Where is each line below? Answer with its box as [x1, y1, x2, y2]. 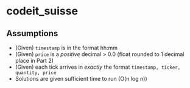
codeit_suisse [6, 4, 78, 18]
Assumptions [6, 28, 58, 39]
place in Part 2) [15, 57, 54, 64]
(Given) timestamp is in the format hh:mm [15, 44, 118, 51]
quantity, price [15, 70, 57, 76]
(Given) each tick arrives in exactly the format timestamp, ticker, [15, 63, 181, 71]
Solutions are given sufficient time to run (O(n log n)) [15, 75, 147, 82]
